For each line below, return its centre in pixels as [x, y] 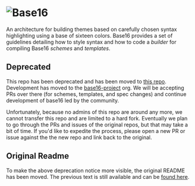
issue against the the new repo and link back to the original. [79, 137]
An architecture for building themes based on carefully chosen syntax [92, 29]
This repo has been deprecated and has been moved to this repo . [86, 81]
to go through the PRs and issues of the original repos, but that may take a [97, 125]
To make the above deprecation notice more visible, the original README [96, 170]
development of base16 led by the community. [63, 100]
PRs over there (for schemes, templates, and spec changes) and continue [96, 94]
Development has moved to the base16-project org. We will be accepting [95, 88]
